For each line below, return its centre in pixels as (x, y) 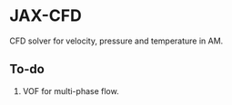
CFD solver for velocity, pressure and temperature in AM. (116, 41)
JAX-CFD (45, 16)
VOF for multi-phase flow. (71, 91)
